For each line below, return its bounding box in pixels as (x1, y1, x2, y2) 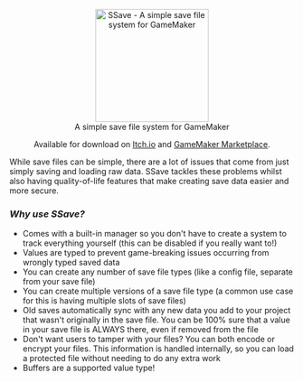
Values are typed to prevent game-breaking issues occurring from (22, 247, 270, 258)
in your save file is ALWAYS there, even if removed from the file (22, 324, 260, 335)
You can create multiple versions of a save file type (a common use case (22, 285, 294, 297)
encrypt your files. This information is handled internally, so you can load (22, 343, 294, 354)
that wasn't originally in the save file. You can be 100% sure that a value (22, 314, 291, 325)
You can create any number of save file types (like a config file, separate (22, 266, 294, 277)
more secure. (9, 185, 59, 196)
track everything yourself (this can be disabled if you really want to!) (22, 238, 278, 248)
